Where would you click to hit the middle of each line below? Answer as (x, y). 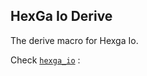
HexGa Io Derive (61, 16)
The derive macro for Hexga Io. (74, 40)
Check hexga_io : (45, 60)
